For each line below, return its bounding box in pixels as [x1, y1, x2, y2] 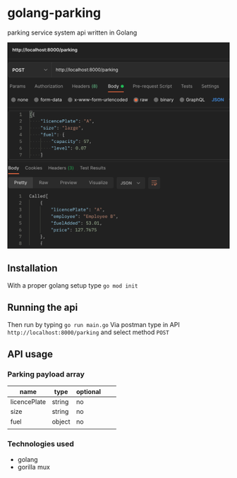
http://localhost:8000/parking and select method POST [7, 328, 169, 336]
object [51, 417, 71, 426]
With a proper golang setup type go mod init [7, 281, 138, 290]
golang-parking [7, 5, 101, 21]
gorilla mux [17, 462, 51, 471]
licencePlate [10, 398, 47, 406]
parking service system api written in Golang [7, 28, 138, 37]
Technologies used [7, 439, 74, 449]
